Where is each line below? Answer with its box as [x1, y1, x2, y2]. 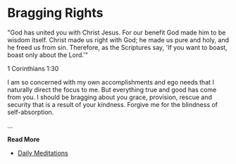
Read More [7, 135, 40, 144]
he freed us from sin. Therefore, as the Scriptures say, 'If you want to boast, [7, 43, 228, 51]
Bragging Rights [7, 5, 104, 21]
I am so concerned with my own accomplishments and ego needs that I [7, 77, 215, 86]
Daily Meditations [17, 149, 68, 157]
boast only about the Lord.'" [7, 51, 88, 59]
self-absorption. [7, 108, 54, 116]
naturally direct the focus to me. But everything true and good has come [7, 85, 217, 94]
